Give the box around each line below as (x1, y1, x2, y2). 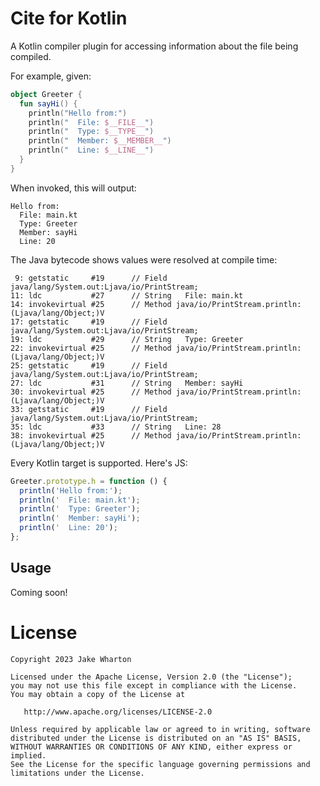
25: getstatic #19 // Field (10, 360, 168, 371)
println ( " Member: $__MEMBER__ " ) (28, 136, 172, 146)
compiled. (10, 50, 52, 62)
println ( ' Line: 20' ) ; (19, 523, 118, 533)
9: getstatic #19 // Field (14, 273, 168, 283)
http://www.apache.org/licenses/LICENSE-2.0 (23, 707, 213, 717)
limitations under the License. (10, 768, 145, 778)
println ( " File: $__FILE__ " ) (28, 117, 155, 127)
